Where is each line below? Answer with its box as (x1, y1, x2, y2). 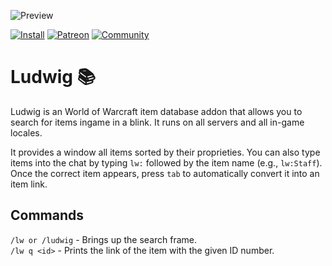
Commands (10, 207, 85, 224)
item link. (10, 178, 48, 190)
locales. (10, 126, 43, 139)
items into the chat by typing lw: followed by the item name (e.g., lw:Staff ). (10, 156, 323, 169)
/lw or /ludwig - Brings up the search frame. (10, 233, 198, 245)
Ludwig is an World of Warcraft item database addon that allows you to (10, 105, 303, 117)
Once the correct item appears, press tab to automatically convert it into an (10, 167, 320, 179)
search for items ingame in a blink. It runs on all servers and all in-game (10, 116, 305, 128)
